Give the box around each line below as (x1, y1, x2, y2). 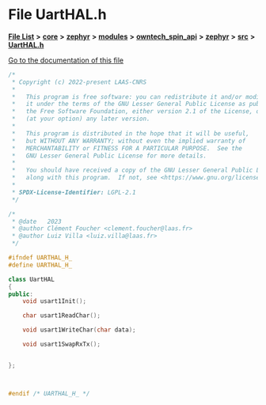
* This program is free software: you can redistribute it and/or (11, 93, 243, 100)
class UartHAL (8, 275, 55, 283)
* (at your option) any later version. (11, 115, 150, 123)
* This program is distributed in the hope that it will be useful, (11, 129, 249, 138)
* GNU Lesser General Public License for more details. (11, 152, 207, 160)
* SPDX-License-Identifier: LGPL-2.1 (11, 188, 136, 196)
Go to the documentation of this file (8, 55, 124, 65)
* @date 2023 (11, 218, 62, 225)
